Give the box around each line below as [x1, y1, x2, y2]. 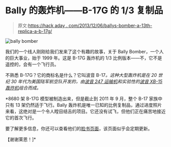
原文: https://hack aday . [17, 22, 68, 28]
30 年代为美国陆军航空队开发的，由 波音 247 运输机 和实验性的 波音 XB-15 [11, 78, 163, 84]
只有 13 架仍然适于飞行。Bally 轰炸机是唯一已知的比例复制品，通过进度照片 [5, 102, 162, 108]
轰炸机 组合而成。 [5, 84, 41, 91]
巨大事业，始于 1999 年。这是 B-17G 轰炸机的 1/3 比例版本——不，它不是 [9, 54, 162, 61]
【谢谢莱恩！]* [5, 136, 37, 142]
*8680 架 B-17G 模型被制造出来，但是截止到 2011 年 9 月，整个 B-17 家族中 [5, 95, 163, 102]
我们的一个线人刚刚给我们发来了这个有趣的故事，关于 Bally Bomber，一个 [5, 48, 159, 54]
